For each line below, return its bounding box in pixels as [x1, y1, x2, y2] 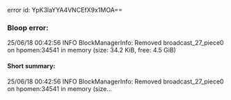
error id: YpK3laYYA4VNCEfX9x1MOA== [7, 6, 123, 14]
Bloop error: [7, 23, 49, 32]
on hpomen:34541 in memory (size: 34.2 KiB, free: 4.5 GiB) [7, 46, 176, 54]
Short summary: [7, 61, 56, 70]
